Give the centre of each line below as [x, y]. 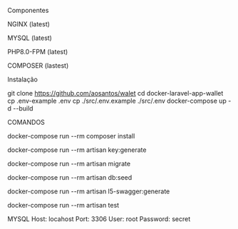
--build [23, 108]
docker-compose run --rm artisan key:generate [77, 150]
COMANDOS [26, 122]
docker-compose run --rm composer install [71, 136]
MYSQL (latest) [30, 38]
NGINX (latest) [29, 24]
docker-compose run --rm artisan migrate [69, 164]
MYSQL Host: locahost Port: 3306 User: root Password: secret [99, 219]
